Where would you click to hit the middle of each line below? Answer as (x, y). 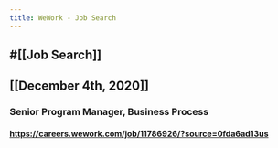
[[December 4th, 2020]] (79, 86)
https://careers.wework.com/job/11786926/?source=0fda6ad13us (139, 133)
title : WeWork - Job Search (63, 18)
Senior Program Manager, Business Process (109, 112)
